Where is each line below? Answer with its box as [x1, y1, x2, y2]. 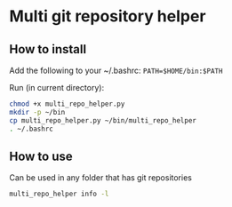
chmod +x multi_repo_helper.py [9, 100, 125, 108]
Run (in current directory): [9, 83, 105, 92]
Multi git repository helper [9, 6, 206, 27]
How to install [9, 42, 87, 57]
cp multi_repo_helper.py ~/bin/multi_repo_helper [9, 115, 197, 125]
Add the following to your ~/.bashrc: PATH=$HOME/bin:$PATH [9, 65, 223, 76]
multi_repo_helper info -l [9, 189, 109, 199]
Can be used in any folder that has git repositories [9, 172, 193, 183]
